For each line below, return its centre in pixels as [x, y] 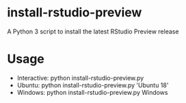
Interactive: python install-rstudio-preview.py [80, 78]
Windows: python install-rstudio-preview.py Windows [92, 92]
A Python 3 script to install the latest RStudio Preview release [93, 31]
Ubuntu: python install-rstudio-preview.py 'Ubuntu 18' [93, 85]
